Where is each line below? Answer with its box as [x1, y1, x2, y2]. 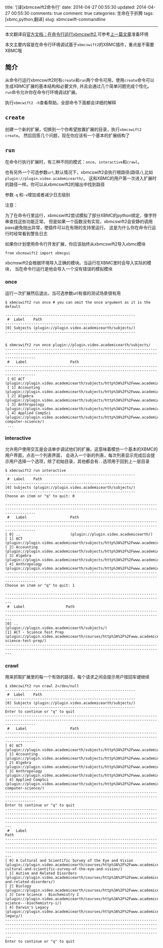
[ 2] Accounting [5, 545, 38, 550]
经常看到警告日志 [13, 231, 48, 237]
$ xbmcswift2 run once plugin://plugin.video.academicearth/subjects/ [5, 342, 151, 347]
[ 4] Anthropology [5, 562, 42, 567]
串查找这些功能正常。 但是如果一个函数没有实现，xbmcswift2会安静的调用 [5, 218, 153, 225]
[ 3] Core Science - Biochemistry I [5, 892, 79, 897]
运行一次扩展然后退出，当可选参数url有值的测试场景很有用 [5, 290, 121, 296]
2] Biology [9, 884, 32, 889]
